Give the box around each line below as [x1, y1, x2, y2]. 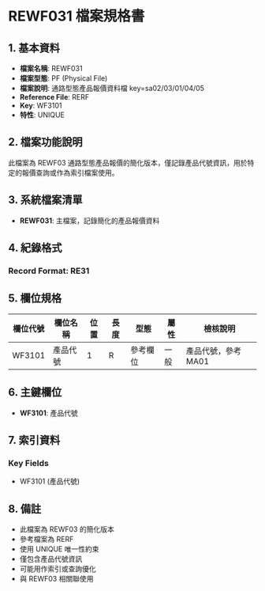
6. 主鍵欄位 [8, 385, 62, 400]
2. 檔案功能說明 [8, 135, 83, 149]
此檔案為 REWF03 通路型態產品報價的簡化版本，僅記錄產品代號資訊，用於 [8, 157, 248, 167]
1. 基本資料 [8, 41, 61, 55]
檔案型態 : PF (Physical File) [19, 74, 108, 83]
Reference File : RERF [19, 93, 89, 101]
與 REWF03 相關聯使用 [19, 574, 94, 584]
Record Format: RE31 [8, 265, 90, 276]
